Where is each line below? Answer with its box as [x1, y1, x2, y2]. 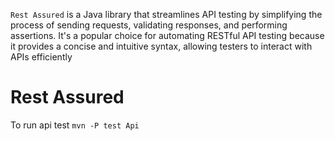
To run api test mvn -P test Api [10, 119, 140, 131]
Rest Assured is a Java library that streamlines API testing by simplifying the [10, 9, 323, 20]
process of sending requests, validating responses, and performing [10, 19, 288, 31]
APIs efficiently [10, 51, 73, 63]
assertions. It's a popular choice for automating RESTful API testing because [10, 30, 325, 41]
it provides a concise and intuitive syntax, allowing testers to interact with [10, 40, 313, 52]
